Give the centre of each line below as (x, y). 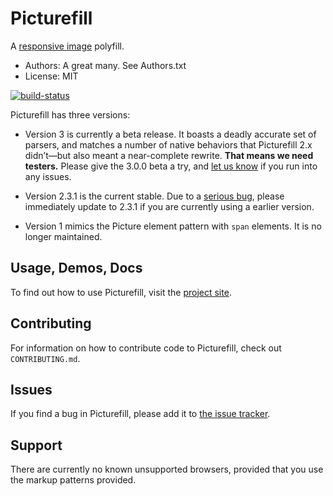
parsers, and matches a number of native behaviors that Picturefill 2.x (168, 144)
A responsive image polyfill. (67, 46)
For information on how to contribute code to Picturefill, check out (146, 348)
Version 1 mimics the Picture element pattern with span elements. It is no (173, 226)
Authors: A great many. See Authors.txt (105, 65)
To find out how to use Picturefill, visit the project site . (121, 292)
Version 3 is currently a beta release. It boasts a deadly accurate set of (170, 134)
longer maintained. (63, 236)
